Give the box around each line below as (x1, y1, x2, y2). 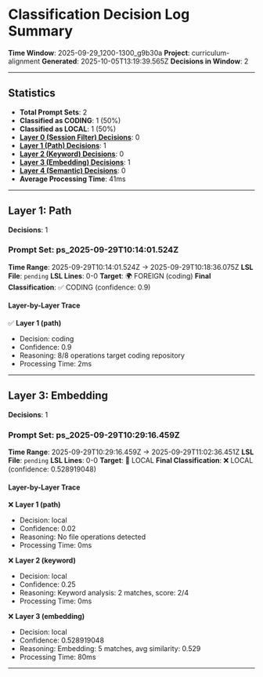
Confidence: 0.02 (19, 524, 76, 533)
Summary (8, 22, 73, 40)
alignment (8, 56, 41, 66)
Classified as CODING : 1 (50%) (19, 115, 121, 125)
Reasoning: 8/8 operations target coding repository (19, 351, 186, 360)
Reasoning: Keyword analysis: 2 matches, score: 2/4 (19, 588, 189, 598)
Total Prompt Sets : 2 (19, 107, 88, 117)
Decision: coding (19, 334, 74, 344)
